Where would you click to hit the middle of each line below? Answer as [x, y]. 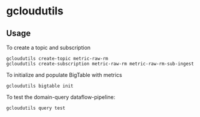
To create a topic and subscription [49, 47]
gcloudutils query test [36, 108]
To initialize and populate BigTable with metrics [64, 75]
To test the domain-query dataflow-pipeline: [61, 97]
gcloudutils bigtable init [40, 86]
